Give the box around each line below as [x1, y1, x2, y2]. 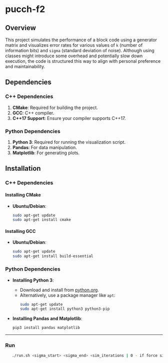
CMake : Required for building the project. [12, 104, 98, 110]
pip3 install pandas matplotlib [12, 325, 80, 330]
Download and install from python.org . [19, 287, 99, 293]
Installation [5, 164, 41, 173]
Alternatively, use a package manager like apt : [19, 292, 115, 298]
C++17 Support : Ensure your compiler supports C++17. [12, 115, 126, 121]
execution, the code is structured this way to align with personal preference [5, 58, 161, 64]
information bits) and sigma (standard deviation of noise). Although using [5, 48, 155, 53]
